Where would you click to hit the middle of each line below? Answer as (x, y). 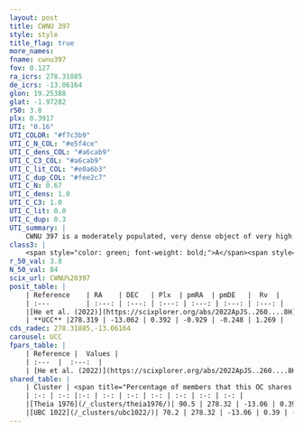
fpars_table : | (38, 345)
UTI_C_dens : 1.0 (40, 194)
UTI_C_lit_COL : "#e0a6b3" (58, 169)
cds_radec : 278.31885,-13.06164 (70, 329)
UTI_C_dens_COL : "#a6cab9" (60, 152)
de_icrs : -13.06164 (46, 85)
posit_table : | (38, 286)
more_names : (32, 52)
